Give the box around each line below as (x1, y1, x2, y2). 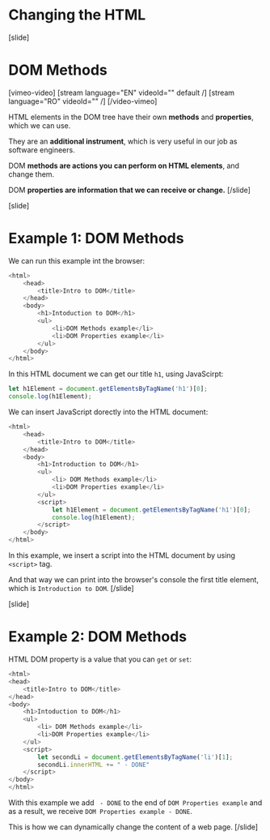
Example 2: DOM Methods (8, 628, 188, 646)
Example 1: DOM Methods (8, 229, 184, 248)
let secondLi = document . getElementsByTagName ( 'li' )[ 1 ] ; (37, 752, 233, 761)
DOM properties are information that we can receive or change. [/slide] (8, 185, 251, 195)
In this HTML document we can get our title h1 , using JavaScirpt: (8, 369, 224, 379)
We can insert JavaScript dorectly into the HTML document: (8, 407, 209, 417)
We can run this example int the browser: (8, 255, 146, 265)
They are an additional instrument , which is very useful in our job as (8, 136, 238, 146)
